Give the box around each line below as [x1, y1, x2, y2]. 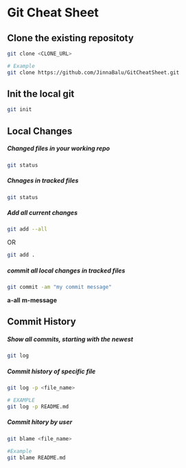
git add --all [7, 226, 48, 233]
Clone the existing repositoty [7, 32, 134, 44]
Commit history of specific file [7, 367, 96, 375]
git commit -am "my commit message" [7, 283, 112, 291]
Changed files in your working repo [7, 144, 111, 152]
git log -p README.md [7, 403, 69, 410]
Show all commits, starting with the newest [7, 335, 134, 343]
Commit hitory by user [7, 418, 73, 426]
